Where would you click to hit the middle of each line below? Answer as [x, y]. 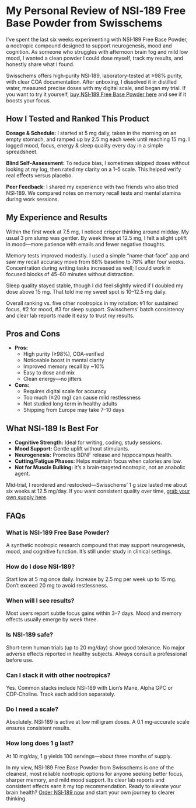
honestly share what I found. [40, 64]
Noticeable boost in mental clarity [64, 360]
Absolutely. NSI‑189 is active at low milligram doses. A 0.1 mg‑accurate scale [98, 722]
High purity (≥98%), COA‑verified [64, 354]
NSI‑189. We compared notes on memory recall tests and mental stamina [94, 193]
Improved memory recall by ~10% [64, 366]
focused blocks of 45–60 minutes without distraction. [70, 274]
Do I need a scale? [32, 709]
